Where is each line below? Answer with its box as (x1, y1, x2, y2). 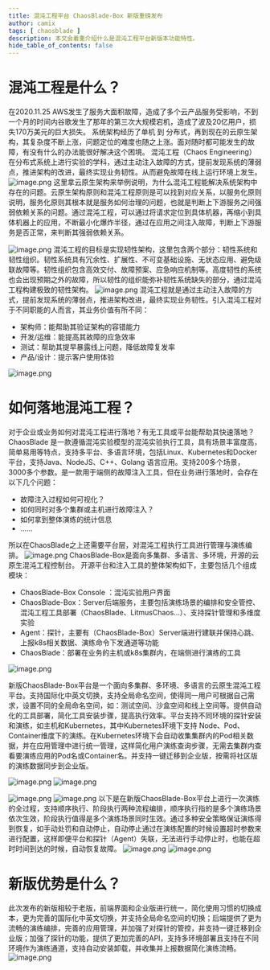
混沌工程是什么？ (8, 79, 122, 97)
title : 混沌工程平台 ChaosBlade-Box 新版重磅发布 (8, 11, 163, 20)
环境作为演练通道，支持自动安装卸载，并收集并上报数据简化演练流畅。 (8, 943, 241, 953)
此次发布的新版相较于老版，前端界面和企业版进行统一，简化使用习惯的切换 (8, 902, 255, 913)
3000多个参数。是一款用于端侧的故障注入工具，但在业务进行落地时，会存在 (8, 467, 259, 477)
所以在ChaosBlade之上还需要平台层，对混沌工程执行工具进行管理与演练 (8, 540, 246, 549)
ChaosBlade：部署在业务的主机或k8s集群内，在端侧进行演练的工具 (19, 648, 241, 657)
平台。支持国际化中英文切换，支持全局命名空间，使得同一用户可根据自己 (8, 691, 247, 700)
